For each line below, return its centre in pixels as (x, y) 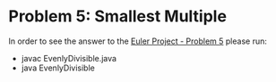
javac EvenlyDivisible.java (69, 58)
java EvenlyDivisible (58, 68)
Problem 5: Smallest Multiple (118, 16)
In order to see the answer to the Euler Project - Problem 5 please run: (138, 41)
